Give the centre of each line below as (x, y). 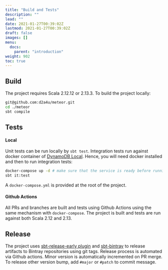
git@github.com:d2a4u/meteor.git (40, 102)
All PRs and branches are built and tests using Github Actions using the (78, 207)
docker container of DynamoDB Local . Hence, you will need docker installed (84, 156)
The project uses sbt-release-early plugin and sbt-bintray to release (75, 246)
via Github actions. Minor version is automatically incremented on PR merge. (84, 257)
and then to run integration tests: (39, 162)
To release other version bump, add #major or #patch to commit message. (81, 262)
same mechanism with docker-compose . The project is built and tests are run (83, 213)
